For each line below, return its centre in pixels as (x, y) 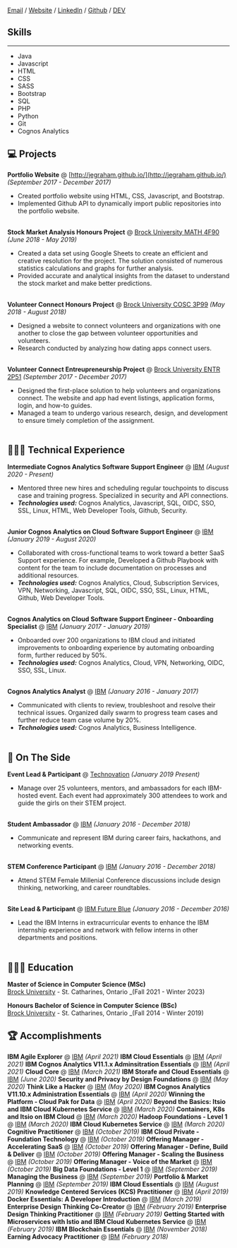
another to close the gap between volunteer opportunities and (108, 333)
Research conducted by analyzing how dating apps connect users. (115, 348)
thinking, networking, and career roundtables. (84, 888)
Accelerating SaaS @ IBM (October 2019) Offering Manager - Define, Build (118, 1146)
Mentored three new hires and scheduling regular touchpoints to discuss (123, 488)
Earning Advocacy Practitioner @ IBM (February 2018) (88, 1236)
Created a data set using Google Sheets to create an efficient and (113, 253)
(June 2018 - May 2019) (42, 239)
